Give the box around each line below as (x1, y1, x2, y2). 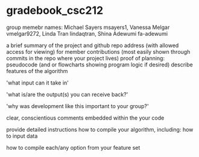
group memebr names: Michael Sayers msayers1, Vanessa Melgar (6, 24, 170, 31)
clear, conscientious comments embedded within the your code (6, 114, 165, 121)
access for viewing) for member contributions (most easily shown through (6, 48, 191, 55)
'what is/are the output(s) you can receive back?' (6, 91, 128, 98)
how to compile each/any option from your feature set (6, 144, 141, 151)
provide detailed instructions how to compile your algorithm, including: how (6, 126, 194, 133)
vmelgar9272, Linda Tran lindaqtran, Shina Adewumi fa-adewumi (6, 30, 168, 37)
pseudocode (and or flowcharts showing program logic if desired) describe (6, 61, 193, 68)
